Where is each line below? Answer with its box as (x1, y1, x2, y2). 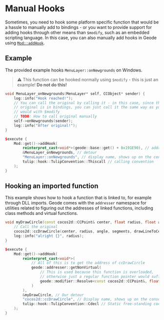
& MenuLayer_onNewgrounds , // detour (22, 150, 97, 155)
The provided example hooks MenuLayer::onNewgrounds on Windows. (5, 67, 143, 73)
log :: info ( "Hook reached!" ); (14, 96, 73, 101)
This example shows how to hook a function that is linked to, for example (5, 195, 152, 201)
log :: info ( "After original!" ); (14, 123, 78, 128)
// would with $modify (14, 110, 60, 114)
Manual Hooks (5, 3, 65, 14)
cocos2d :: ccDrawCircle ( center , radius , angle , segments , (14, 229, 132, 234)
